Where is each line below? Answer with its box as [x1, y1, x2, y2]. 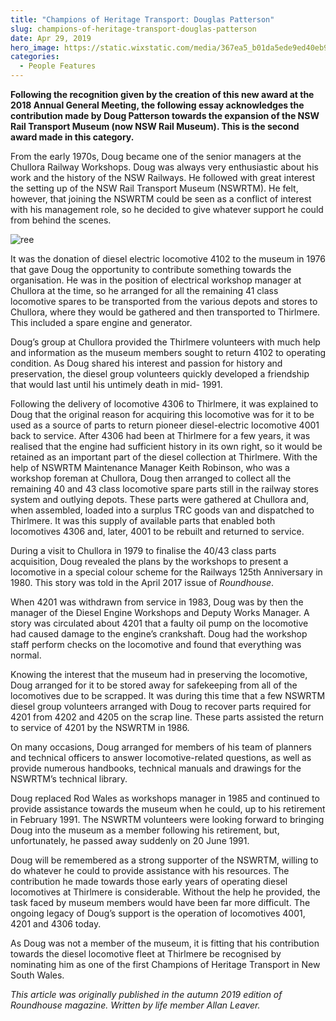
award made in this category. [10, 131, 135, 143]
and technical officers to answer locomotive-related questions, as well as [10, 752, 312, 763]
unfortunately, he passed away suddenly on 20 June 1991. [10, 835, 250, 846]
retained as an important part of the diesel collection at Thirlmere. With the [10, 451, 318, 463]
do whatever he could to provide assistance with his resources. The [10, 865, 290, 876]
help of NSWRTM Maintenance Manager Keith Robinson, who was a [10, 462, 290, 473]
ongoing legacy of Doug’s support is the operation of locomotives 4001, [10, 907, 306, 919]
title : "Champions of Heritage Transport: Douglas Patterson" [10, 14, 275, 25]
